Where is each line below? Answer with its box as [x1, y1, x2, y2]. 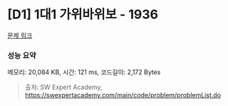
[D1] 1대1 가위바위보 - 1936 [7, 6, 159, 23]
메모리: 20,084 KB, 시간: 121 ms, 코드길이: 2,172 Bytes [7, 68, 161, 76]
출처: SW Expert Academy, [24, 83, 103, 92]
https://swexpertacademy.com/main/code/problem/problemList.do [24, 91, 222, 100]
